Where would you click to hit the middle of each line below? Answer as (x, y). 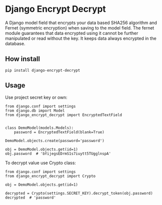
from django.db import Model (35, 111)
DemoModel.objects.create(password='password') (55, 141)
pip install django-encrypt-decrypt (43, 70)
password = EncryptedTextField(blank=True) (59, 132)
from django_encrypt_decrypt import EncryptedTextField (64, 115)
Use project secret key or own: (36, 97)
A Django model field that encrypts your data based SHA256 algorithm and (81, 23)
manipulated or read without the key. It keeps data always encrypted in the (81, 38)
